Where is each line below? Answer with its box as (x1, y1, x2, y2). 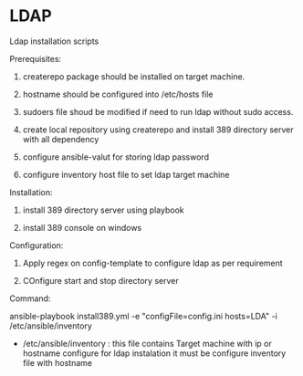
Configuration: (9, 239, 64, 251)
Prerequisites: (9, 53, 62, 64)
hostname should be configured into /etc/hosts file (22, 89, 214, 99)
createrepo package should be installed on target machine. (22, 70, 246, 82)
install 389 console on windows (22, 222, 142, 233)
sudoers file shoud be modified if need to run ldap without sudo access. (22, 106, 294, 117)
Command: (9, 293, 51, 304)
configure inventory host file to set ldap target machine (22, 169, 230, 180)
